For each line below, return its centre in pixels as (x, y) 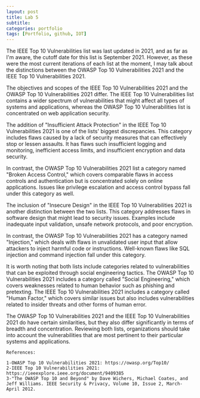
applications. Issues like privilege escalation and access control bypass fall (99, 187)
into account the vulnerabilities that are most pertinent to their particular (95, 335)
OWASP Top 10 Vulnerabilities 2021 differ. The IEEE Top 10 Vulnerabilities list (100, 94)
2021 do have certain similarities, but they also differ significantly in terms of (100, 323)
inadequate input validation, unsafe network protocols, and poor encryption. (100, 224)
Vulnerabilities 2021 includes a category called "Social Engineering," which (98, 279)
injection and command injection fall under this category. (76, 255)
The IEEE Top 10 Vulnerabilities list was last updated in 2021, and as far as (97, 51)
